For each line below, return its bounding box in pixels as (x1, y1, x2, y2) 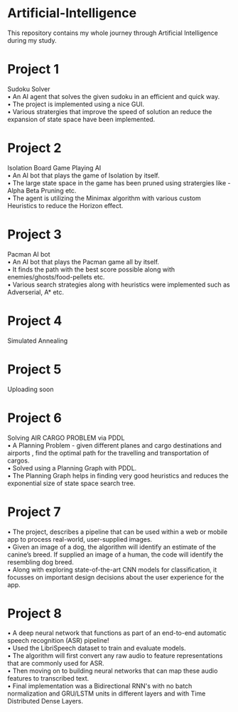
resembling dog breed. (7, 557, 75, 566)
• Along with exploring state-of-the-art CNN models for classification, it (7, 565, 217, 574)
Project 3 (7, 227, 62, 242)
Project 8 (7, 605, 62, 621)
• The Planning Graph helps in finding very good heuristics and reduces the (7, 471, 229, 480)
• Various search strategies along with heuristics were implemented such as (7, 280, 230, 289)
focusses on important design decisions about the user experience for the (7, 572, 225, 582)
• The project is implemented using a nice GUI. (7, 100, 144, 108)
